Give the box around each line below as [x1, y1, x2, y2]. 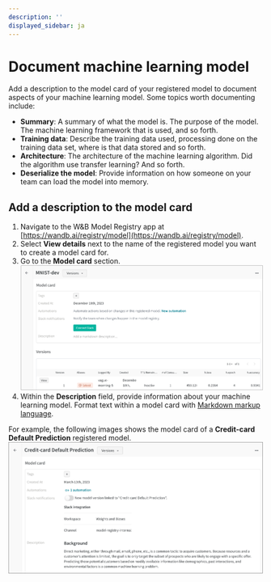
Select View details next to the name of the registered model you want [19, 239, 256, 249]
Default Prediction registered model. [8, 432, 132, 442]
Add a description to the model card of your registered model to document [8, 84, 257, 94]
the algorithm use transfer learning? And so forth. [19, 160, 185, 170]
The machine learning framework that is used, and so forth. [19, 125, 218, 135]
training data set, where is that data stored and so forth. [19, 142, 206, 153]
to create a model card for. [19, 247, 109, 258]
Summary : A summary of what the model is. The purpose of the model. [19, 117, 259, 127]
